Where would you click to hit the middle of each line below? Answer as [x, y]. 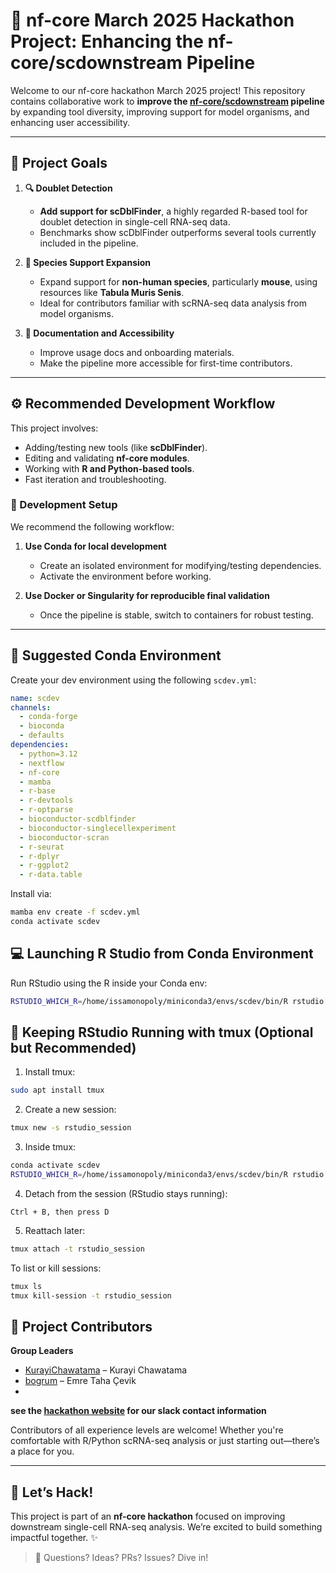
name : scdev [35, 698]
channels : [31, 707]
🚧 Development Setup [64, 505]
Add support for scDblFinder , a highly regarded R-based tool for [173, 211]
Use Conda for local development [95, 546]
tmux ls [26, 1286]
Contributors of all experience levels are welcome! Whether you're [147, 1430]
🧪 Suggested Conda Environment [116, 655]
